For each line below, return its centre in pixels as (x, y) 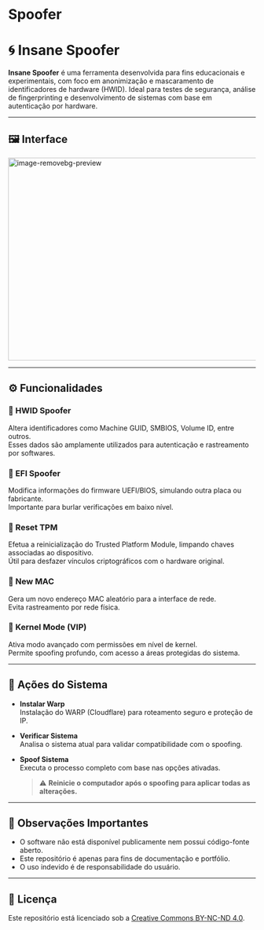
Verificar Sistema (49, 735)
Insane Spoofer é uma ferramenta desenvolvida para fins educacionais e (126, 73)
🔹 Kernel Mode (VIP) (48, 628)
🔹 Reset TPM (33, 527)
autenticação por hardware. (53, 106)
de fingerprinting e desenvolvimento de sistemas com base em (110, 98)
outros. (20, 436)
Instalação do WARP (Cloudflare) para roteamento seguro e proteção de (136, 712)
